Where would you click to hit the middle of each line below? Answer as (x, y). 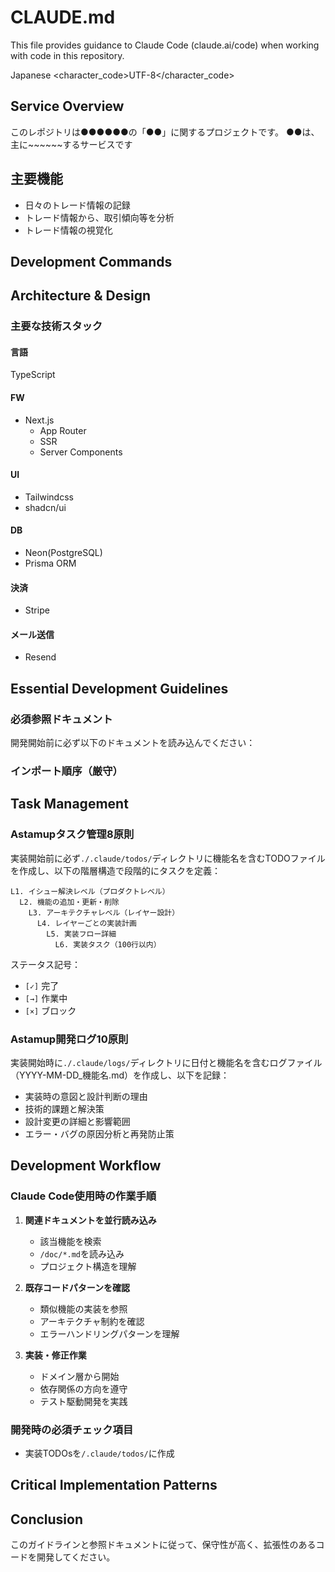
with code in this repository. (67, 55)
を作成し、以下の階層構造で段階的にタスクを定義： (115, 870)
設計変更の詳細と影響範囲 (77, 1122)
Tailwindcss (49, 497)
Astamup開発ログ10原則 (69, 1039)
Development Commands (91, 261)
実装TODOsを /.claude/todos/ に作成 (99, 1453)
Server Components (81, 452)
